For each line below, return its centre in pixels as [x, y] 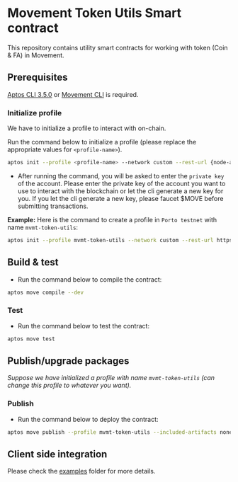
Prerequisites [38, 78]
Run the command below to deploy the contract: [88, 419]
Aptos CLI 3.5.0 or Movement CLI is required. [73, 94]
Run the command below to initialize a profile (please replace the [102, 142]
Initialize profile [35, 113]
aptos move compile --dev [45, 292]
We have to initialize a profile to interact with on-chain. [87, 128]
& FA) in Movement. [36, 55]
